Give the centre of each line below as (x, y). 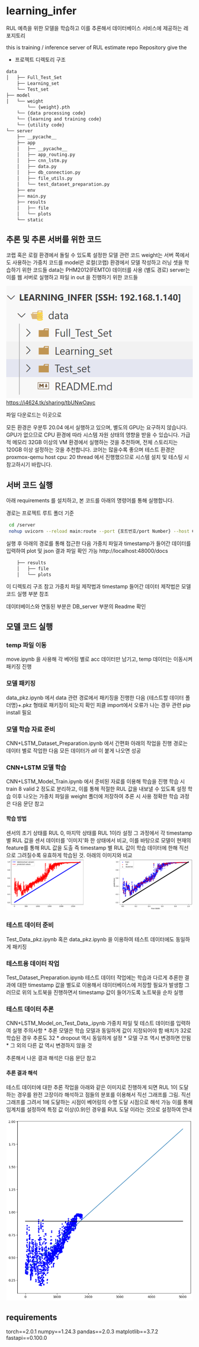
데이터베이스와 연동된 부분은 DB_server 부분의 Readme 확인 (76, 606)
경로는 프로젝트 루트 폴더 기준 (40, 513)
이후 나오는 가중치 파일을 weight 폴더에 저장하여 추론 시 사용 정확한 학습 (95, 797)
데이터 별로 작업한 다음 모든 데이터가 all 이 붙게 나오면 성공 (73, 751)
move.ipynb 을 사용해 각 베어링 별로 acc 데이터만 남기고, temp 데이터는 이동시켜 (99, 659)
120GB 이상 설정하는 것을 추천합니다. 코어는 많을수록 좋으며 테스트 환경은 (91, 450)
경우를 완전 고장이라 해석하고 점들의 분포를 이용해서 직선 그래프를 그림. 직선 (104, 1094)
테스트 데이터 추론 (30, 1009)
